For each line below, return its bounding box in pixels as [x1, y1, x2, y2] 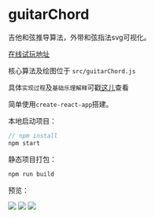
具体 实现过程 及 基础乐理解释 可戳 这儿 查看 [8, 83, 129, 92]
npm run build [8, 170, 55, 178]
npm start [8, 139, 41, 147]
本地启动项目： [8, 116, 57, 125]
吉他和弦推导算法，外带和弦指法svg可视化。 [8, 32, 151, 42]
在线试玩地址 [8, 49, 50, 58]
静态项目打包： [8, 154, 57, 164]
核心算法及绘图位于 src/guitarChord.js [8, 65, 136, 76]
